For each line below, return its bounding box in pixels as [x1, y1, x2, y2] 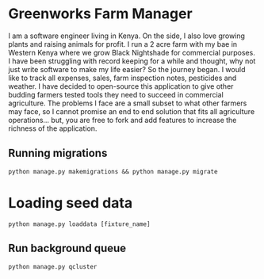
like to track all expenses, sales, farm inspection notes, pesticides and [8, 73, 237, 82]
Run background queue [8, 242, 127, 255]
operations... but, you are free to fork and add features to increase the [8, 115, 237, 124]
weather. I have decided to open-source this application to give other [8, 81, 234, 91]
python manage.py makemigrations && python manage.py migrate [8, 167, 218, 175]
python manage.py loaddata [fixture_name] [8, 220, 151, 228]
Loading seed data [8, 193, 133, 212]
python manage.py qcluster [8, 262, 98, 270]
